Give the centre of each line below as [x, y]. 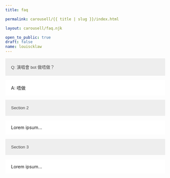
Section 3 [20, 147]
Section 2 [20, 108]
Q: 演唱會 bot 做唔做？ [33, 67]
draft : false [19, 42]
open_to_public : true [28, 37]
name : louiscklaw [24, 47]
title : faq [17, 10]
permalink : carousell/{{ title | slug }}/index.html [62, 19]
